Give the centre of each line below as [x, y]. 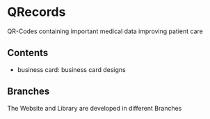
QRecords [37, 12]
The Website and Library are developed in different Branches [95, 108]
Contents [28, 53]
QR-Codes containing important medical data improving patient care [105, 31]
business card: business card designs [72, 69]
